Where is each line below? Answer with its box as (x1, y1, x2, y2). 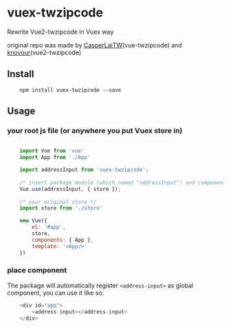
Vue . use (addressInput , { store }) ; (19, 185, 122, 192)
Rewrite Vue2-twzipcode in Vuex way (7, 28, 114, 36)
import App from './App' (19, 154, 91, 161)
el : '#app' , (32, 224, 67, 231)
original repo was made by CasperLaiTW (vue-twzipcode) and (7, 41, 182, 49)
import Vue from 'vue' (19, 147, 85, 154)
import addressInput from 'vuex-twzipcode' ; (19, 167, 149, 174)
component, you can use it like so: (7, 288, 104, 297)
